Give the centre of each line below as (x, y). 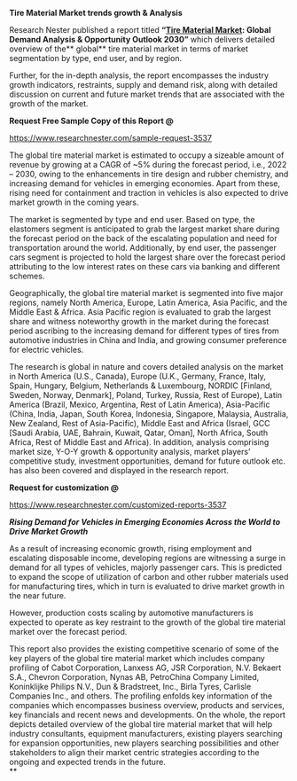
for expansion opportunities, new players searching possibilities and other (144, 743)
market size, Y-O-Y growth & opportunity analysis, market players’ (130, 452)
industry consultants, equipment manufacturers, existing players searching (146, 734)
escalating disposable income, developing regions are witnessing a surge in (148, 558)
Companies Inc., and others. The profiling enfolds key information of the (141, 696)
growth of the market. (49, 104)
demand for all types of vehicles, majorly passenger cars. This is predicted (145, 567)
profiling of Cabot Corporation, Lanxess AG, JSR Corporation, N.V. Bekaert (145, 668)
